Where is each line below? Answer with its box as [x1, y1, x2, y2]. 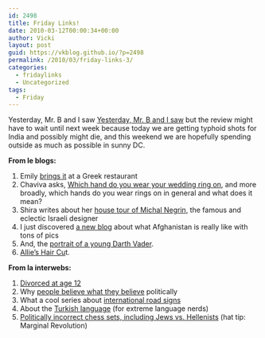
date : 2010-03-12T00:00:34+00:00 [8, 26, 119, 34]
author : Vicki [8, 33, 56, 42]
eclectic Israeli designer [19, 214, 99, 223]
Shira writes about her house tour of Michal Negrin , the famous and [19, 205, 241, 215]
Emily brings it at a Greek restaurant [19, 171, 138, 181]
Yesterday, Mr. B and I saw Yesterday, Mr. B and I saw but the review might [8, 115, 253, 124]
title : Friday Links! [8, 19, 80, 27]
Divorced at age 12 [19, 278, 82, 288]
